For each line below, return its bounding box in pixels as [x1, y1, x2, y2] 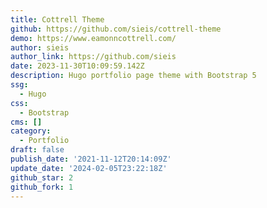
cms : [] [10, 117, 43, 127]
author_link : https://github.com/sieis [10, 52, 177, 62]
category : [10, 126, 52, 136]
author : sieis [10, 42, 70, 53]
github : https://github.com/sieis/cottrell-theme [10, 24, 222, 34]
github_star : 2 [10, 172, 74, 183]
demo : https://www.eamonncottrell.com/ [10, 33, 177, 43]
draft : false [10, 145, 65, 155]
